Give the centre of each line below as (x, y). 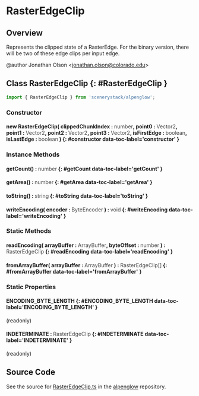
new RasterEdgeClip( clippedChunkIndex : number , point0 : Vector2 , (92, 126)
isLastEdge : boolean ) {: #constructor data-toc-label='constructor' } (93, 139)
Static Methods (29, 231)
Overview (25, 33)
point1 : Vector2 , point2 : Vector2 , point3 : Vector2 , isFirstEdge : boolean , (97, 133)
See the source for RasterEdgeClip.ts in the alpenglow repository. (86, 387)
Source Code (31, 372)
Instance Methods (33, 154)
